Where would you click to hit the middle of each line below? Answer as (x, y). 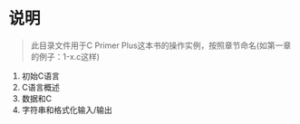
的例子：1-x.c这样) (65, 56)
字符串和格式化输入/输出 (67, 110)
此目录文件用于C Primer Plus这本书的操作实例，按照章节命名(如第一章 (161, 45)
